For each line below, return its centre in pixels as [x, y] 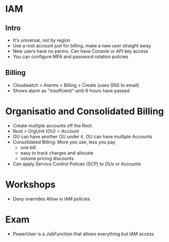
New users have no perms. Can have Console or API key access [80, 51]
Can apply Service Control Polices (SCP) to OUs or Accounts [77, 164]
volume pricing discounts [47, 158]
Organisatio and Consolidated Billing [85, 111]
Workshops [30, 184]
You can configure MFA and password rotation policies [70, 57]
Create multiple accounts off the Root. [53, 125]
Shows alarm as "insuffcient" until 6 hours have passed [71, 90]
